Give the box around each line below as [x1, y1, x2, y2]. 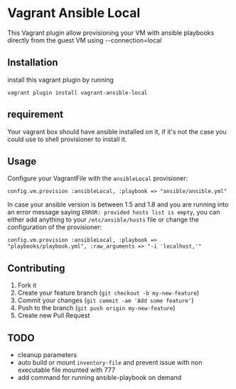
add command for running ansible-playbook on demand [17, 373, 182, 381]
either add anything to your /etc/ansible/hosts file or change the [7, 215, 199, 224]
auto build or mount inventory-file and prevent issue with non [17, 358, 203, 366]
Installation [7, 57, 58, 69]
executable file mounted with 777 [17, 366, 116, 374]
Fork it [17, 281, 37, 290]
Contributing [7, 262, 65, 274]
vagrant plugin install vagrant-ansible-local [7, 89, 148, 97]
